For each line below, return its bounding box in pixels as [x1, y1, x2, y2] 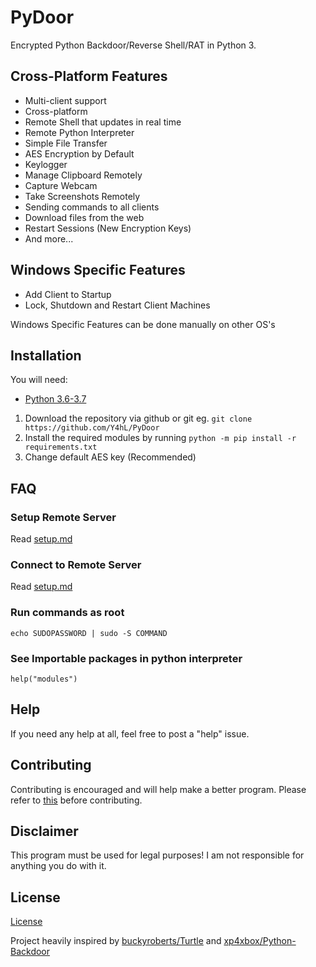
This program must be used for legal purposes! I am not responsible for [10, 849, 305, 861]
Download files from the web [24, 211, 145, 223]
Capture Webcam [24, 179, 98, 191]
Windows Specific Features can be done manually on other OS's [10, 318, 276, 330]
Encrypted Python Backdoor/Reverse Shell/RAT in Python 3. [10, 39, 257, 51]
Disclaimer [10, 822, 79, 840]
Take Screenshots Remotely [24, 190, 141, 202]
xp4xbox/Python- [223, 935, 297, 947]
